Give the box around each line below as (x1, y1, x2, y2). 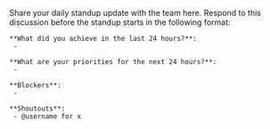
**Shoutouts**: (9, 104, 66, 113)
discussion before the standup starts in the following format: (9, 17, 231, 28)
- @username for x (12, 112, 82, 121)
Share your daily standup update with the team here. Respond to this (9, 8, 261, 18)
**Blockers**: (9, 81, 62, 90)
